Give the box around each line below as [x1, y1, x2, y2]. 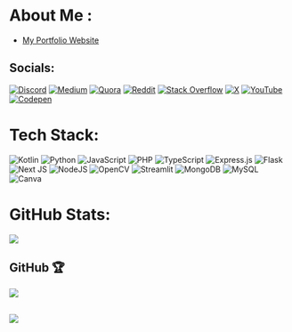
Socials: [9, 61, 55, 76]
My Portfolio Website [21, 35, 100, 45]
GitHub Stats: [9, 204, 111, 224]
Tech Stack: [9, 125, 100, 145]
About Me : [9, 5, 93, 26]
